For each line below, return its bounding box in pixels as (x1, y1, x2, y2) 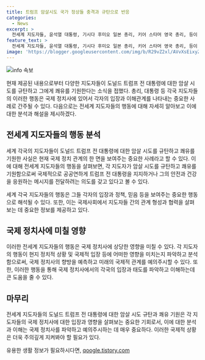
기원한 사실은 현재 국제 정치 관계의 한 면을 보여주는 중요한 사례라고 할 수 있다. (6, 154, 190, 162)
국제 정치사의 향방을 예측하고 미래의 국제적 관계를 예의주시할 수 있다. (29, 258, 192, 266)
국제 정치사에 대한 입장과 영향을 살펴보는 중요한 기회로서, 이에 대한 (27, 318, 185, 326)
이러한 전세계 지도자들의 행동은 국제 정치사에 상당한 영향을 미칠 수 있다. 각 (6, 243, 182, 250)
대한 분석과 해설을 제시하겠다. (6, 110, 77, 117)
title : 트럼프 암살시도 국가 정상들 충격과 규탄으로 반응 (6, 9, 130, 15)
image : (6, 49, 23, 55)
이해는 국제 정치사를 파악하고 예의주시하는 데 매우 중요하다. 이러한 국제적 (12, 326, 185, 334)
